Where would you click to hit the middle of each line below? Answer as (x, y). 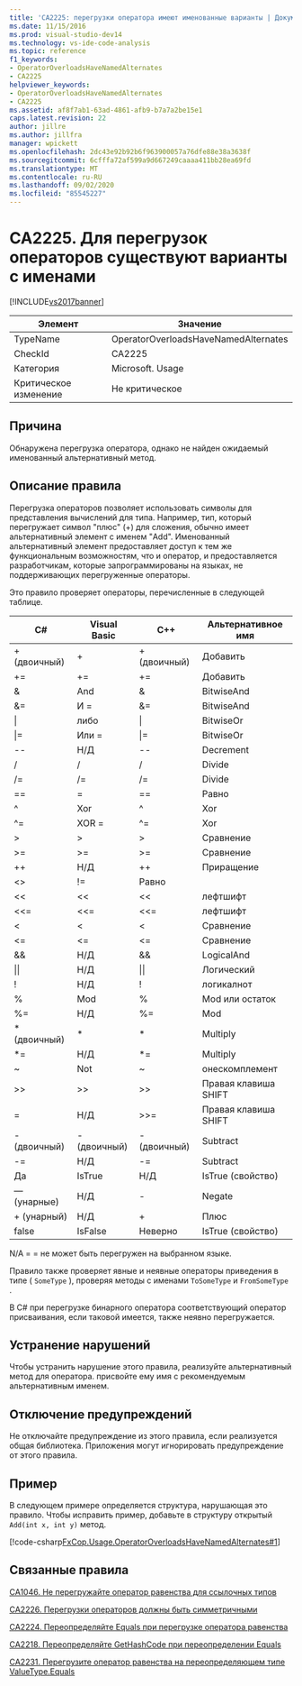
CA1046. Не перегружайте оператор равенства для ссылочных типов (143, 1591)
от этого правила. (44, 1455)
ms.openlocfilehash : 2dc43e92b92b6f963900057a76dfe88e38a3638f (130, 151)
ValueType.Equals (42, 1671)
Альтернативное (245, 624)
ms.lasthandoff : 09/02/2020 (62, 186)
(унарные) (37, 1202)
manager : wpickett (44, 143)
